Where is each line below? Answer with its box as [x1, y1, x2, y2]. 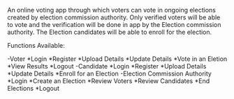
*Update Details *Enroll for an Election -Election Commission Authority [7, 69, 212, 78]
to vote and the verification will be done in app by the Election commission [7, 21, 221, 28]
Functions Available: [7, 42, 65, 49]
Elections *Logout [7, 84, 60, 92]
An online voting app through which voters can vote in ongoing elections [7, 6, 217, 14]
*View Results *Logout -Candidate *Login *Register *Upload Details [7, 62, 207, 70]
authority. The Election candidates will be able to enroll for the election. [7, 28, 212, 36]
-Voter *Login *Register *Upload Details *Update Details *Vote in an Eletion [7, 55, 228, 63]
